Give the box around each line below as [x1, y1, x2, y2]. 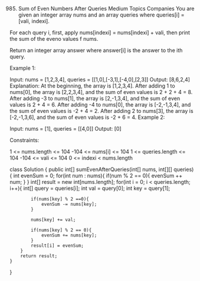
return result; [20, 253, 58, 259]
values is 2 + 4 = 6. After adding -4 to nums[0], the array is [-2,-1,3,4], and [9, 101, 191, 108]
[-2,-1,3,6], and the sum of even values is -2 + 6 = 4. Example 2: [9, 114, 165, 121]
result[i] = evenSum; [31, 243, 84, 248]
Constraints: [9, 137, 40, 144]
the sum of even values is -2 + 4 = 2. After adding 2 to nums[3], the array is [9, 108, 194, 114]
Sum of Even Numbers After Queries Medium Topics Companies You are [18, 5, 195, 12]
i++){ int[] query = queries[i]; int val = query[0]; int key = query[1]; [9, 185, 171, 192]
